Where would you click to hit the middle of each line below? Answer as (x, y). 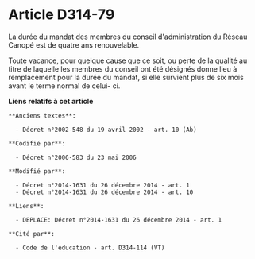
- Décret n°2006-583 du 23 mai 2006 (76, 157)
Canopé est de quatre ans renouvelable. (74, 44)
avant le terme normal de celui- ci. (64, 86)
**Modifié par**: (37, 171)
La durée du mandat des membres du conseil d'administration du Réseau (128, 37)
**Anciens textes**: (42, 116)
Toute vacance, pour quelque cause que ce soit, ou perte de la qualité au (128, 60)
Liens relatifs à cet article (51, 101)
